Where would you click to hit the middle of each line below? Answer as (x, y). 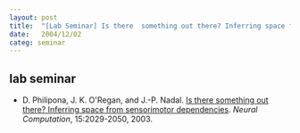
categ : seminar (37, 42)
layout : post (33, 17)
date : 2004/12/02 (46, 34)
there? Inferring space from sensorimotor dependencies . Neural (140, 110)
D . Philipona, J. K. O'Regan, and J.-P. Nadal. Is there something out (146, 100)
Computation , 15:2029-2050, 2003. (87, 119)
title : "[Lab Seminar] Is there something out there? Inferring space (147, 26)
